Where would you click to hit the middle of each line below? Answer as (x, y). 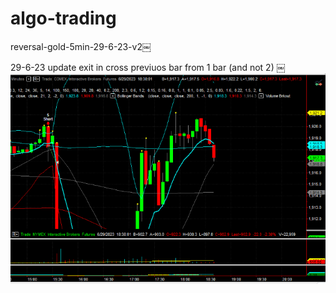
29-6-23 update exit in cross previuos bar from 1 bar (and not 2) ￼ (148, 67)
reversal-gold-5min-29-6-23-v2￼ (81, 46)
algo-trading (63, 18)
